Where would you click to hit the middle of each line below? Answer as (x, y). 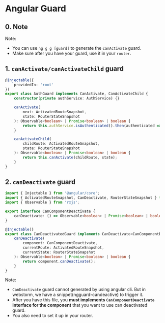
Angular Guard (36, 9)
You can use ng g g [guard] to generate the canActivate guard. (77, 48)
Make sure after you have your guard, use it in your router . (72, 53)
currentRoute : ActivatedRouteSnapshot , (64, 248)
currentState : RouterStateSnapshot (59, 252)
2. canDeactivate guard (41, 182)
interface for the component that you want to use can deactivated (80, 305)
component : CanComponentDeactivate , (60, 243)
